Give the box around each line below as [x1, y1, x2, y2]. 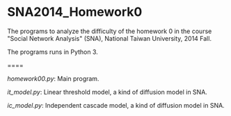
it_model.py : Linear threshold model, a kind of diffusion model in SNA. [7, 88, 207, 96]
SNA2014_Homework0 [7, 4, 143, 20]
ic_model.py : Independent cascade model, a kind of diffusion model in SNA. [7, 101, 225, 109]
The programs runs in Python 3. [7, 48, 99, 56]
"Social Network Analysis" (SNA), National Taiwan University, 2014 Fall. [7, 34, 212, 42]
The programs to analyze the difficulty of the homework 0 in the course [7, 27, 212, 35]
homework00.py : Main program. [7, 74, 99, 83]
